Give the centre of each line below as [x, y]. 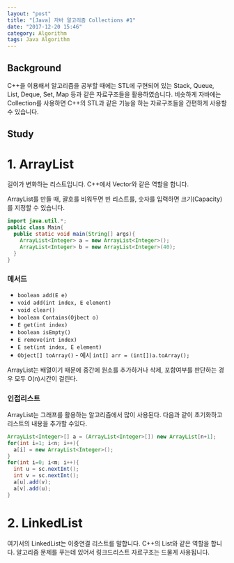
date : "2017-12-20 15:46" [45, 27]
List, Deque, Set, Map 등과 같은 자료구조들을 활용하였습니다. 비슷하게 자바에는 [114, 94]
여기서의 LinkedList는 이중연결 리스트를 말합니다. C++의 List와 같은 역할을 [108, 543]
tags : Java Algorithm [39, 40]
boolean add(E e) [42, 295]
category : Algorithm [37, 33]
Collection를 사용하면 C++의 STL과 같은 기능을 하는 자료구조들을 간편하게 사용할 [117, 103]
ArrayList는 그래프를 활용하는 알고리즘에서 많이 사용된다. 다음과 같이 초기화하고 [115, 414]
